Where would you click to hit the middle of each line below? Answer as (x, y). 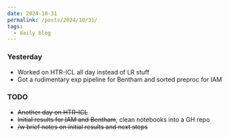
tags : (15, 26)
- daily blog (32, 33)
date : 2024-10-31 (32, 13)
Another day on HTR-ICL (52, 112)
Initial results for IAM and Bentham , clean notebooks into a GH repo (113, 119)
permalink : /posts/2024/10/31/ (52, 20)
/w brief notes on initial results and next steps (82, 127)
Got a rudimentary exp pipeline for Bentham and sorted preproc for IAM (119, 79)
